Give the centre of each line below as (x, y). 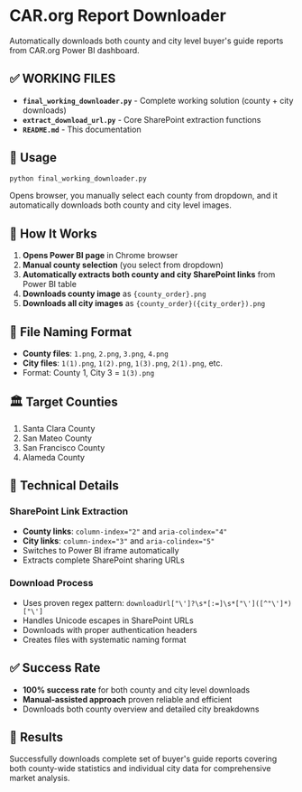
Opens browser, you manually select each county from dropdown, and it (143, 196)
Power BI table (49, 284)
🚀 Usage (33, 158)
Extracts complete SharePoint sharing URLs (103, 560)
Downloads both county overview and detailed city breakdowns (141, 709)
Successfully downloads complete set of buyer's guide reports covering (143, 759)
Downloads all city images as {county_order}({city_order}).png (144, 303)
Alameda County (54, 457)
